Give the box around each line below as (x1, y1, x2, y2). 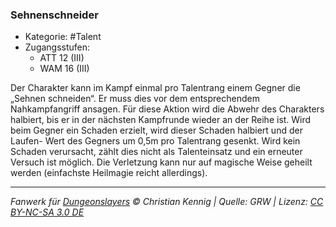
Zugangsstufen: (24, 41, 91, 53)
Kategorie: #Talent (24, 31, 102, 43)
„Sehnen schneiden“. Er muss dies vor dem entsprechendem (10, 93, 260, 105)
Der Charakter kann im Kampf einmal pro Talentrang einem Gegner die (10, 82, 301, 94)
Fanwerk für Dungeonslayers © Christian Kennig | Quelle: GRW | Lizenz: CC (10, 196, 324, 208)
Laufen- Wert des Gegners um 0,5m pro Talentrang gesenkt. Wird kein (10, 135, 301, 147)
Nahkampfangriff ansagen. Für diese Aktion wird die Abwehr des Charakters (10, 103, 325, 115)
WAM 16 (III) (39, 63, 90, 75)
